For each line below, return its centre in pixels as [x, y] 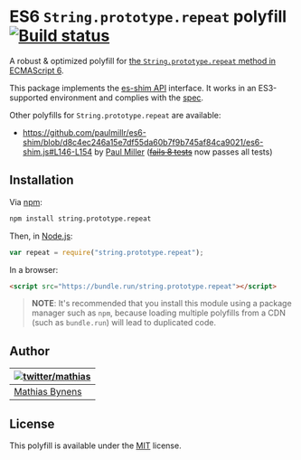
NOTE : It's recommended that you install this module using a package [161, 304]
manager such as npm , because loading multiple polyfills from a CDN [159, 313]
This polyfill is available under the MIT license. [96, 446]
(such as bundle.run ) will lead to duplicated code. [124, 323]
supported [28, 98]
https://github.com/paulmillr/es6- [84, 132]
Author [29, 351]
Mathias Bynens [48, 392]
